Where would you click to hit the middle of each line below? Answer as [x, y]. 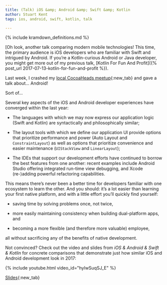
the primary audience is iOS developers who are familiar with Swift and [78, 52]
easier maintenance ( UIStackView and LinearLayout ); [66, 148]
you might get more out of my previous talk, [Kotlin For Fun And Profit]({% [81, 63]
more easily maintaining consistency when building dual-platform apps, [86, 214]
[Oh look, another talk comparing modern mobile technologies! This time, [80, 47]
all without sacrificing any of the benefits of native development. [71, 238]
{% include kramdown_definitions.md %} [47, 37]
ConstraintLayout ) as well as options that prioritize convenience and [83, 143]
